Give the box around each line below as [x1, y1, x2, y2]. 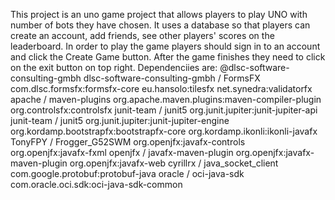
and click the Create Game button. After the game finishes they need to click [10, 51, 326, 63]
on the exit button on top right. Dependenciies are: [10, 62, 218, 73]
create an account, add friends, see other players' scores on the [10, 30, 275, 41]
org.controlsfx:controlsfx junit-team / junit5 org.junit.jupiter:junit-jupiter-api [10, 104, 318, 116]
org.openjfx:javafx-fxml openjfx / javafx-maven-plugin [10, 147, 234, 158]
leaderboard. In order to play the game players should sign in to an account [10, 40, 321, 52]
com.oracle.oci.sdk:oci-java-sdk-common [10, 179, 183, 190]
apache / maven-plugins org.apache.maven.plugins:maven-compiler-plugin [10, 94, 322, 105]
